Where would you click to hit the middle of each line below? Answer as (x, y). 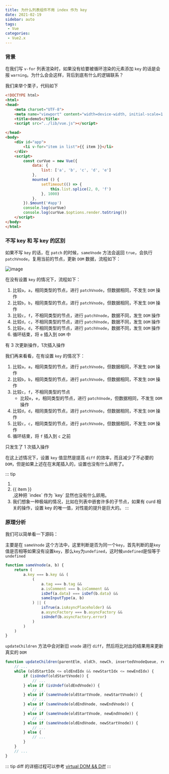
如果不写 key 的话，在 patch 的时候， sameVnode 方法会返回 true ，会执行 (79, 252)
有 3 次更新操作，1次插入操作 (35, 345)
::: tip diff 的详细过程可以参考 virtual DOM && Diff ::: (58, 766)
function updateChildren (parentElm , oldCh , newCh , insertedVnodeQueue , (82, 662)
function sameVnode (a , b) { (35, 565)
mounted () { (46, 180)
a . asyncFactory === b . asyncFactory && (82, 612)
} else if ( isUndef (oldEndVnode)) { (62, 686)
